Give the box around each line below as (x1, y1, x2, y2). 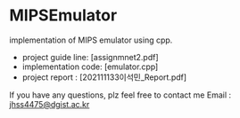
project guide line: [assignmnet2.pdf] (21, 51, 159, 62)
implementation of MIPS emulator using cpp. (9, 35, 173, 45)
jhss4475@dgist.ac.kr (9, 98, 90, 109)
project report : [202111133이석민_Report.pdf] (21, 72, 187, 83)
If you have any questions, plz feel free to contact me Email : (9, 90, 232, 100)
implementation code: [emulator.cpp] (21, 61, 159, 72)
